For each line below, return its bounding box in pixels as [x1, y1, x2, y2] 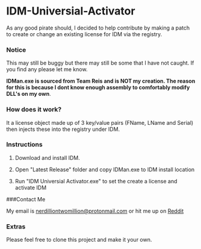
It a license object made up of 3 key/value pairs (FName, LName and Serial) [6, 119, 194, 126]
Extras [6, 222, 26, 230]
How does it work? [6, 106, 62, 114]
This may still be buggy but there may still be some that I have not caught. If [6, 59, 194, 67]
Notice [6, 45, 26, 54]
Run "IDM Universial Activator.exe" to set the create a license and [14, 177, 178, 184]
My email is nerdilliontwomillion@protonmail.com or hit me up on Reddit [6, 207, 184, 215]
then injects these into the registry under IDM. [6, 125, 120, 133]
